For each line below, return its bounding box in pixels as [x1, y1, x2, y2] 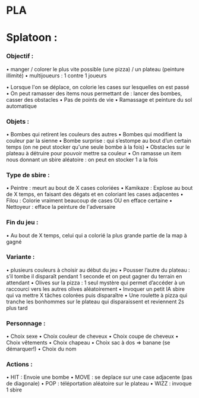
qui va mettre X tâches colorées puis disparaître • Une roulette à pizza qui [6, 292, 188, 299]
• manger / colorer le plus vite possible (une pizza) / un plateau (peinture [6, 65, 185, 73]
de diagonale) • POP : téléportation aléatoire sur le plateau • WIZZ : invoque [6, 380, 192, 387]
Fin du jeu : [6, 218, 39, 227]
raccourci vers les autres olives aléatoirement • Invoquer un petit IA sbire [6, 285, 185, 292]
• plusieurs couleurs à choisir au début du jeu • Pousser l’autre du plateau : [6, 266, 190, 274]
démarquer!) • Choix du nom [6, 346, 77, 353]
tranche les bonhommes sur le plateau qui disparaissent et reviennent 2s [6, 298, 184, 305]
